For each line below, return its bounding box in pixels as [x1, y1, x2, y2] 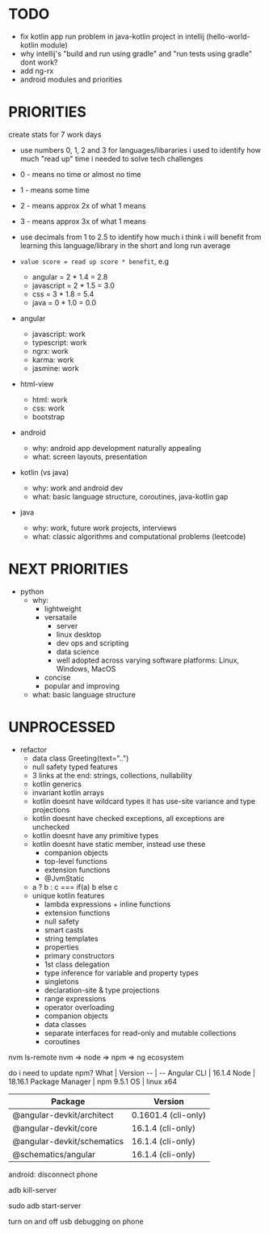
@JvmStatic [44, 874, 85, 883]
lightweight [44, 604, 82, 613]
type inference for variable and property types [44, 967, 200, 978]
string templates [44, 933, 99, 943]
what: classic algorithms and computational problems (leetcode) [32, 531, 246, 541]
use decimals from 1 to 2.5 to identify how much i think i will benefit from [19, 232, 262, 242]
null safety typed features [32, 761, 119, 772]
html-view [19, 379, 54, 389]
